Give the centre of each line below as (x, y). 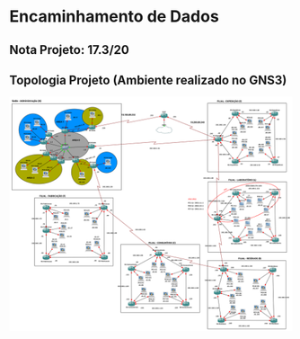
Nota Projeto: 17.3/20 (70, 50)
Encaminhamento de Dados (115, 17)
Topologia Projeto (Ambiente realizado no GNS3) (148, 80)
